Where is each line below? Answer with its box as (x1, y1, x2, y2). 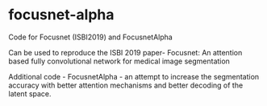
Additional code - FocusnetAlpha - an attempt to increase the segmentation (8, 71, 260, 81)
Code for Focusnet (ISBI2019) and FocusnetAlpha (8, 32, 173, 42)
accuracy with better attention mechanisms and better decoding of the (8, 80, 244, 90)
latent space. (8, 88, 52, 98)
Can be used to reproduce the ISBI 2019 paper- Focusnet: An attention (8, 47, 243, 57)
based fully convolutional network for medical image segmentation (8, 56, 230, 66)
